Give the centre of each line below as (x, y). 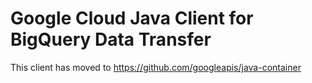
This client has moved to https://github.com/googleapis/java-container (156, 67)
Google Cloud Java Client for (132, 18)
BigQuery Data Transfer (111, 39)
